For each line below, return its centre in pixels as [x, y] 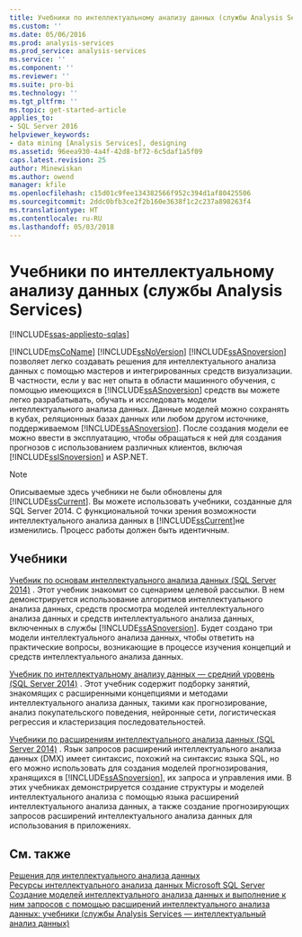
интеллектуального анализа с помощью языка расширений [124, 797]
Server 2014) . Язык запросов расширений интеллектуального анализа [145, 749]
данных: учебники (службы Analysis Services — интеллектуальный [138, 914]
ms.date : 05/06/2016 [48, 34]
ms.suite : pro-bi [42, 85]
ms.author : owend [42, 176]
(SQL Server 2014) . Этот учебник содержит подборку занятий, [130, 684]
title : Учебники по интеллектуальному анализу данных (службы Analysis [146, 18]
